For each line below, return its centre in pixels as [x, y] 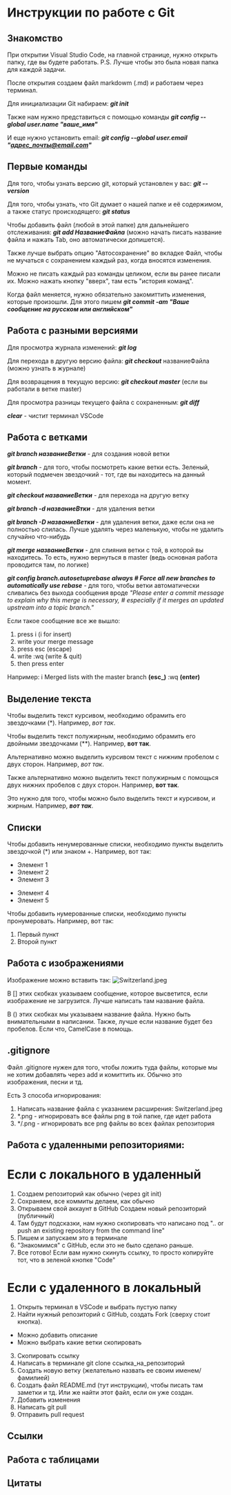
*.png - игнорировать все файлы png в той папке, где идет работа [114, 1116]
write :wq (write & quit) [50, 656]
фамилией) [33, 1378]
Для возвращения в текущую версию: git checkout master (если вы [108, 381]
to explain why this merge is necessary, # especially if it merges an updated [115, 600]
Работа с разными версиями [73, 331]
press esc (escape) [44, 649]
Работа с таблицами [53, 1459]
